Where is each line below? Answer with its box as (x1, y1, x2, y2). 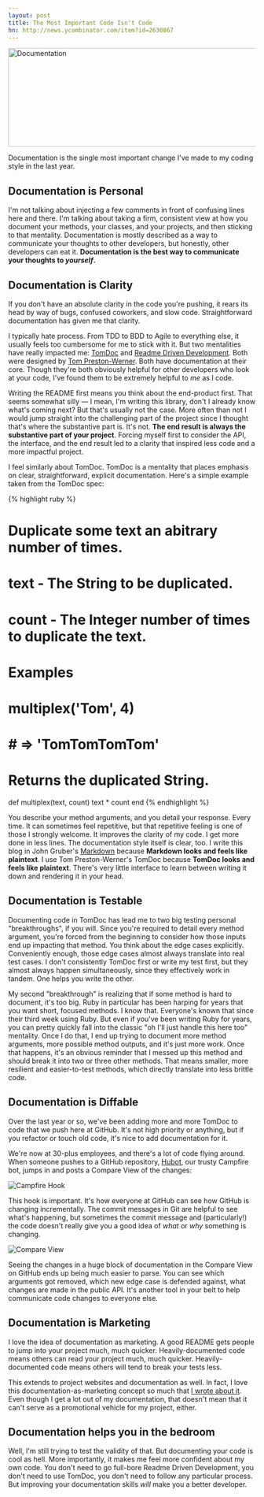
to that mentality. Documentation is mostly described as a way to (8, 230, 218, 240)
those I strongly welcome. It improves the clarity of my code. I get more (8, 830, 240, 839)
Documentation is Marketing (8, 1317, 151, 1330)
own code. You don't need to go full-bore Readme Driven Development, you (8, 1463, 254, 1473)
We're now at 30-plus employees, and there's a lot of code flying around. (8, 1148, 245, 1158)
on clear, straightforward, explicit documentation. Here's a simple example (8, 470, 249, 480)
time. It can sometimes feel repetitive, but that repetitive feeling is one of (8, 821, 243, 831)
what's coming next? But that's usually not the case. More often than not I (8, 405, 247, 414)
